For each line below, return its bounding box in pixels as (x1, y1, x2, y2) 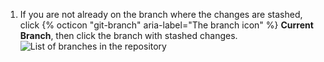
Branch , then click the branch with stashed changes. (19, 30, 238, 41)
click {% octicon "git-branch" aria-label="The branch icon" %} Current (19, 19, 314, 31)
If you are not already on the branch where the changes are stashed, (19, 9, 303, 20)
